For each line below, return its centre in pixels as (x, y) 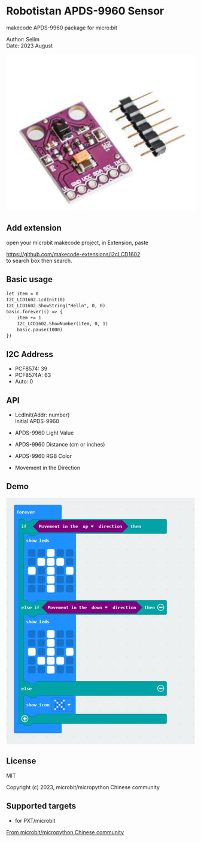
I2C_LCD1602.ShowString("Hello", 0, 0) (56, 306)
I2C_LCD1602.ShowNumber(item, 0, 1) (63, 324)
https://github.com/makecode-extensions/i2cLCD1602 (73, 254)
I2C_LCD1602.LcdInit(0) (36, 300)
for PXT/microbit (35, 820)
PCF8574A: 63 (33, 375)
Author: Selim (23, 39)
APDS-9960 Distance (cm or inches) (60, 445)
